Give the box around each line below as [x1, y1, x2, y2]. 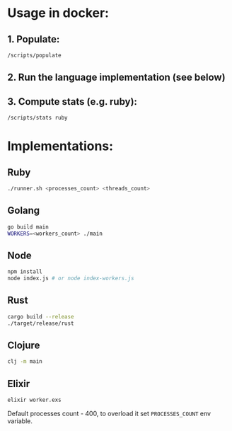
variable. [7, 416, 33, 425]
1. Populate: [7, 33, 60, 45]
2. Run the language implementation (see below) [7, 71, 226, 84]
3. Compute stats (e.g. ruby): [7, 96, 138, 108]
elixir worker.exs [7, 396, 62, 404]
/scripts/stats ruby [7, 115, 69, 122]
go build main [7, 223, 50, 231]
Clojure [7, 339, 40, 351]
